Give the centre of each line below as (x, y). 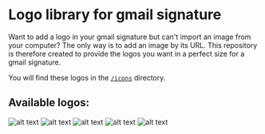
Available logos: (49, 102)
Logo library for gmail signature (115, 15)
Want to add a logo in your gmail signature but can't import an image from (130, 37)
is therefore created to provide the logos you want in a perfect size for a (127, 53)
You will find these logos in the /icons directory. (87, 77)
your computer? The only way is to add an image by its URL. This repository (133, 45)
